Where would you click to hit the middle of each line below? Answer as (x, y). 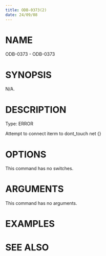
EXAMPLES (30, 224)
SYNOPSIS (29, 75)
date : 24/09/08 (22, 15)
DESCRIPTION (36, 110)
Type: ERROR (19, 124)
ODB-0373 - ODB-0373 (30, 54)
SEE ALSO (27, 247)
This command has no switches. (39, 169)
